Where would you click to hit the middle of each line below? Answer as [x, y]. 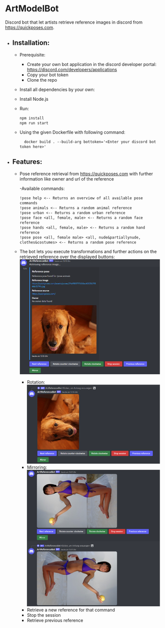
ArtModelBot [32, 9]
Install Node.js [34, 99]
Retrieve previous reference [55, 621]
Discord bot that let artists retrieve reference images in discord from [74, 22]
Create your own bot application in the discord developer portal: [92, 64]
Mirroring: [37, 467]
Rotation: [36, 382]
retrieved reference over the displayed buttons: [67, 257]
